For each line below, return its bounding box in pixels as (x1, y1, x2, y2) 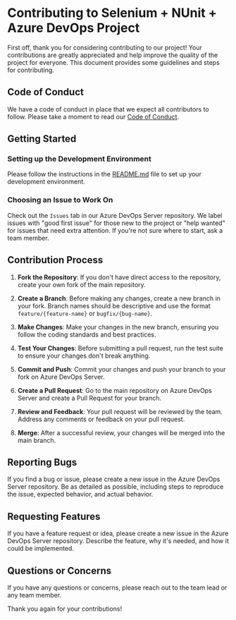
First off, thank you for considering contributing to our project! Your (7, 43, 202, 51)
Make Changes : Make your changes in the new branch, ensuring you (17, 322, 219, 331)
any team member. (7, 590, 62, 599)
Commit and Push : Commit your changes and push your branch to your (17, 365, 226, 373)
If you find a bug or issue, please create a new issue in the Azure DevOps (7, 475, 221, 484)
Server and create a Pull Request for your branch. (17, 394, 162, 402)
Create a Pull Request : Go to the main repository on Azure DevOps (17, 386, 213, 394)
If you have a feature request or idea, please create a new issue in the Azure (7, 529, 229, 537)
